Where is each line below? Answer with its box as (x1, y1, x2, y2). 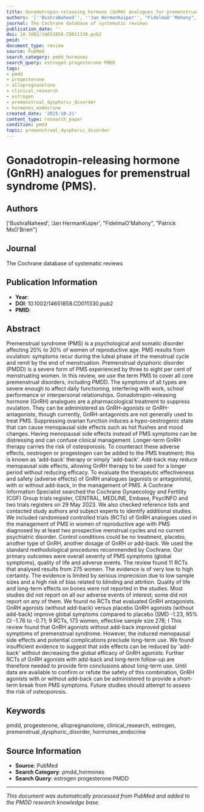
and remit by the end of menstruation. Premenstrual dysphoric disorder (6, 359, 185, 367)
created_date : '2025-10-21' (6, 110, 78, 117)
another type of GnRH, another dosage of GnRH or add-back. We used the (6, 540, 193, 547)
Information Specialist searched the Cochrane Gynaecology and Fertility (6, 488, 187, 495)
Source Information (6, 746, 81, 756)
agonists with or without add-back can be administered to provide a (6, 675, 176, 683)
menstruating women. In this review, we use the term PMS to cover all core (6, 372, 194, 379)
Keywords (6, 705, 46, 716)
